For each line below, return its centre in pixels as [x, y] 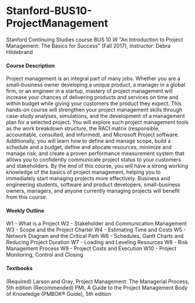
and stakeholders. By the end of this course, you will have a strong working [97, 166]
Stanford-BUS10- [49, 11]
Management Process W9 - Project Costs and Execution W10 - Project [91, 248]
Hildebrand [20, 52]
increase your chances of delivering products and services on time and [92, 97]
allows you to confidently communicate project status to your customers [94, 160]
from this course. [27, 197]
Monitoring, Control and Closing [45, 255]
